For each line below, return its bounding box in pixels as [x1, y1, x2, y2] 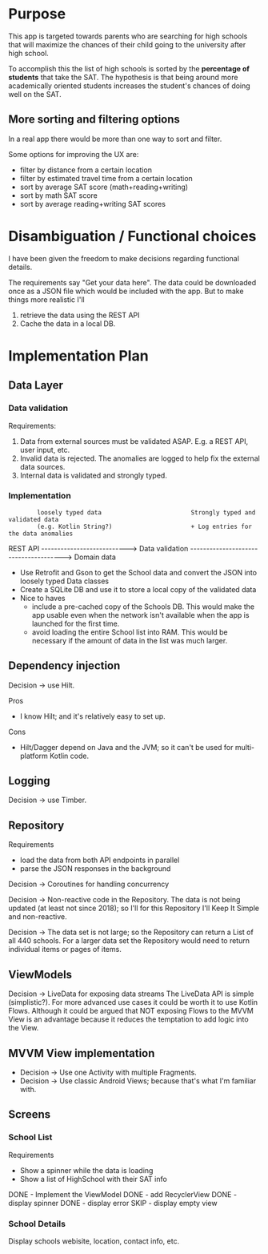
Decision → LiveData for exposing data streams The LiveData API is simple [8, 989, 254, 998]
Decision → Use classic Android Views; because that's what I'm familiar [19, 1075, 257, 1086]
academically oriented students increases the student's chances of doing [8, 81, 250, 91]
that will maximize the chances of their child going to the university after [8, 39, 246, 49]
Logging [8, 774, 50, 788]
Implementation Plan [8, 346, 150, 365]
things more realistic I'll [8, 294, 86, 304]
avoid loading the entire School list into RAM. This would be [31, 627, 228, 637]
